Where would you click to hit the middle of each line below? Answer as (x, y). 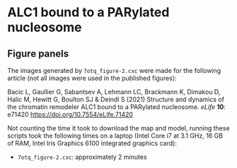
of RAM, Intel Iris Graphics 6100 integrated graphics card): (92, 143)
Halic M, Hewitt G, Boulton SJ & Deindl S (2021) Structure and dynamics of (116, 99)
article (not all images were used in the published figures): (92, 78)
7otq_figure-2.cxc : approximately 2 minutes (82, 157)
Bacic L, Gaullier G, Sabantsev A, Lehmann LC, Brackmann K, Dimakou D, (114, 92)
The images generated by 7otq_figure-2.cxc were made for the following (114, 71)
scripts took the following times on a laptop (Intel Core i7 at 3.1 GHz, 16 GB (115, 136)
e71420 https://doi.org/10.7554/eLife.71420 (70, 114)
